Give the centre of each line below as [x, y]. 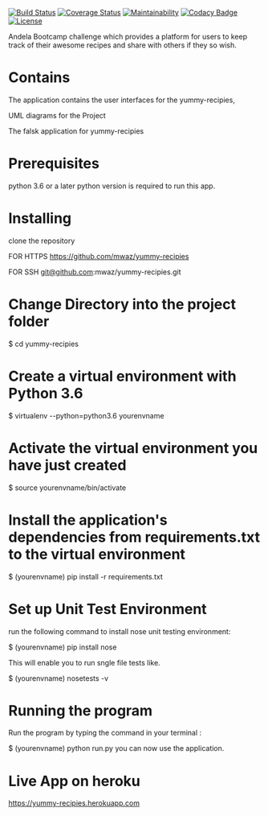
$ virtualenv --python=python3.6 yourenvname [86, 415]
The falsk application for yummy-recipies [76, 131]
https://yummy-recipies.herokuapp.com [74, 803]
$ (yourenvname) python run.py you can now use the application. [116, 748]
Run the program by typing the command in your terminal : [105, 733]
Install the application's [88, 520]
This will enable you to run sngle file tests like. [84, 662]
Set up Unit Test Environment [108, 609]
